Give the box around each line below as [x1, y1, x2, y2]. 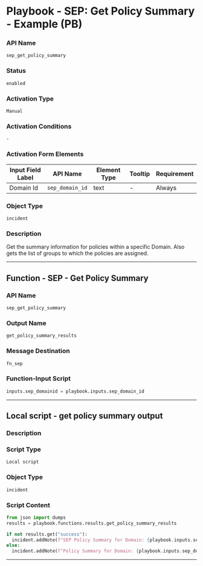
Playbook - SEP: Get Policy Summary [6, 4, 195, 18]
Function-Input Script [6, 374, 71, 383]
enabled [6, 80, 26, 86]
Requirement [156, 169, 194, 178]
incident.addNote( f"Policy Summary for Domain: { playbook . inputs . [11, 548, 182, 554]
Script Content [6, 500, 50, 509]
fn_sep [6, 360, 23, 366]
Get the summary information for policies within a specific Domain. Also [6, 243, 185, 251]
